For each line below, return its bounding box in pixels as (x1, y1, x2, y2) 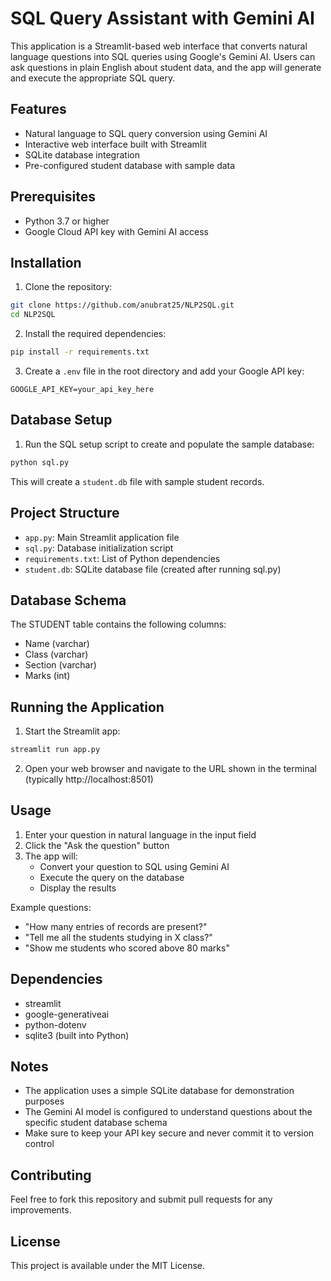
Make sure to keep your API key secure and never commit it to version (24, 1127, 315, 1139)
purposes (24, 1095, 65, 1107)
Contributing (10, 1167, 92, 1184)
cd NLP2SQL (10, 310, 56, 320)
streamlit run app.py (10, 745, 101, 755)
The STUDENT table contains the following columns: (10, 618, 227, 631)
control (24, 1138, 55, 1150)
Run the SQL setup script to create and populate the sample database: (24, 438, 315, 450)
